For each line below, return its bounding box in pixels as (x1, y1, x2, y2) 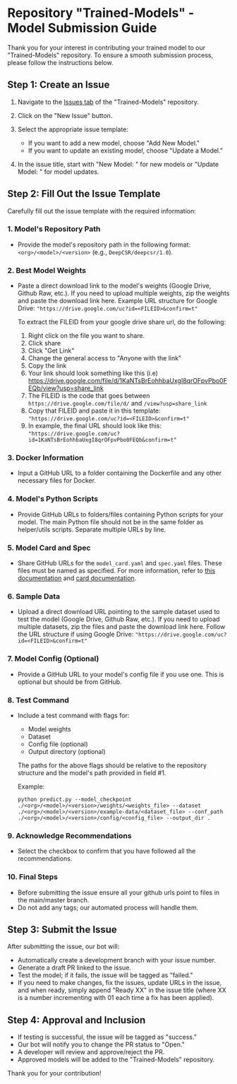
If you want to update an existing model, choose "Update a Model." (28, 146, 224, 155)
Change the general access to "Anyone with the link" (28, 354, 182, 363)
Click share (28, 339, 61, 348)
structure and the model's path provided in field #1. (17, 768, 166, 777)
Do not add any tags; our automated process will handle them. (17, 903, 199, 912)
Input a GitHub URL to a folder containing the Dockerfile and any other (17, 469, 222, 478)
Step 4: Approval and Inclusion (7, 1014, 146, 1026)
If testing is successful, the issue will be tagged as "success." (17, 1033, 197, 1042)
